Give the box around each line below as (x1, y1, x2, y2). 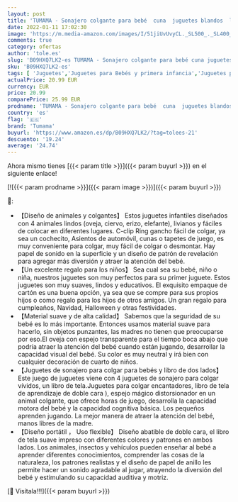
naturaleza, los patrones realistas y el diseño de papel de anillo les (17, 458, 212, 467)
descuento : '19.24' (7, 135, 65, 143)
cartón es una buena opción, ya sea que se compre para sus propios (17, 289, 219, 297)
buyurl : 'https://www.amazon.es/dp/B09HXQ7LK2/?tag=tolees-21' (7, 129, 198, 136)
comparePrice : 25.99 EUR (7, 96, 81, 104)
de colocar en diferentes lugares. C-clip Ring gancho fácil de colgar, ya (17, 227, 226, 235)
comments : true (7, 37, 52, 44)
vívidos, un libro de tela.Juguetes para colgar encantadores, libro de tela (17, 381, 229, 390)
